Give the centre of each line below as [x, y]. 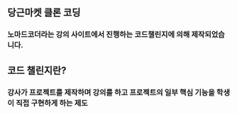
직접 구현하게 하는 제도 [52, 103]
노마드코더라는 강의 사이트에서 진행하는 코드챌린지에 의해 [99, 35]
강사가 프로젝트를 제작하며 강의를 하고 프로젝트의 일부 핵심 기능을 [111, 92]
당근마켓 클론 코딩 [44, 13]
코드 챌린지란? [37, 70]
